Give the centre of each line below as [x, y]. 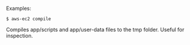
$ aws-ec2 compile [29, 19]
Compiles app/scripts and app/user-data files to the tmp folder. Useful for [95, 29]
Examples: [19, 8]
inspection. [20, 36]
